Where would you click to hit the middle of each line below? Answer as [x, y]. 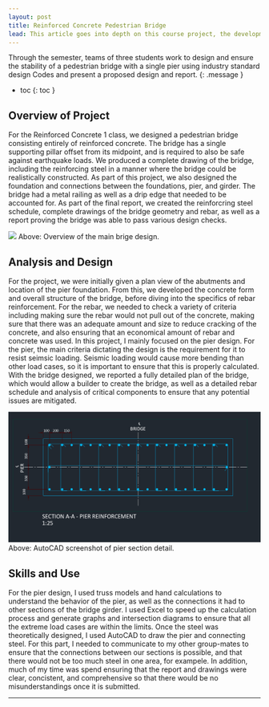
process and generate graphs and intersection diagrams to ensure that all [129, 619]
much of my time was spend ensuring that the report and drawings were [128, 669]
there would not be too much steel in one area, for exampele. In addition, [128, 661]
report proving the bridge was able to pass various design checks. [118, 220]
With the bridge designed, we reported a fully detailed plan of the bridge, [129, 375]
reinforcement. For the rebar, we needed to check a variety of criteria [122, 307]
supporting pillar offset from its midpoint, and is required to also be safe [126, 152]
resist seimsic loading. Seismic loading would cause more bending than [126, 358]
